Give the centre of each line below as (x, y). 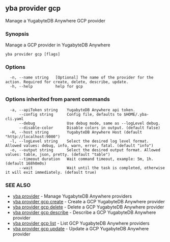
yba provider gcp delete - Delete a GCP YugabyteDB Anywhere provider (88, 207)
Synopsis (17, 34)
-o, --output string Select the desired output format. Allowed (85, 150)
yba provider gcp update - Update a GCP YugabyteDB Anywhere (81, 228)
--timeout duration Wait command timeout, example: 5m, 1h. (86, 159)
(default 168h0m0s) (26, 163)
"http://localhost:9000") (33, 137)
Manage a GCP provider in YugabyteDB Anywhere (58, 45)
